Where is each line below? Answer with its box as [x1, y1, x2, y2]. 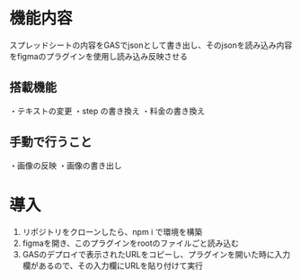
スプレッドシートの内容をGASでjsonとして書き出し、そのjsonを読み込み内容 [9, 40, 293, 50]
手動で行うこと [9, 134, 93, 149]
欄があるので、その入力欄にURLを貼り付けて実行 [22, 260, 204, 271]
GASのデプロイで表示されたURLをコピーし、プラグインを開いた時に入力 [22, 248, 290, 259]
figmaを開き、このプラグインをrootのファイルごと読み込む [22, 238, 240, 248]
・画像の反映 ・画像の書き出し [9, 159, 122, 171]
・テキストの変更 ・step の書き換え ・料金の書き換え [9, 105, 205, 116]
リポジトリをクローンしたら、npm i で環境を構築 [22, 226, 203, 237]
